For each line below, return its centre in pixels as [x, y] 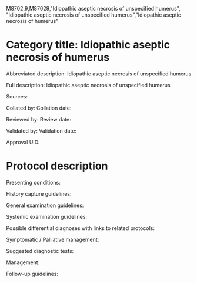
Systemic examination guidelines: [46, 216]
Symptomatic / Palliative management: [53, 239]
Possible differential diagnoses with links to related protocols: [80, 228]
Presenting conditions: [33, 182]
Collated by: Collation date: [39, 108]
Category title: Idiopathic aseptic [88, 45]
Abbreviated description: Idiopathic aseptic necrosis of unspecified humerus [99, 74]
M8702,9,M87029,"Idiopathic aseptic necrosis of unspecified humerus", [93, 9]
